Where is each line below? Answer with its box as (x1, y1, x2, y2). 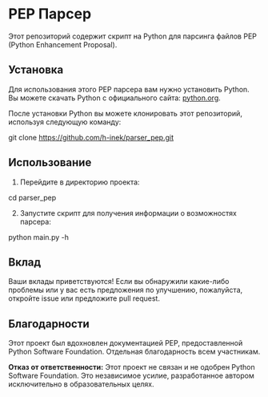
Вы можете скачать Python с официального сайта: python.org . (8, 93, 222, 103)
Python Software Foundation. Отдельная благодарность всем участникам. (8, 346, 261, 357)
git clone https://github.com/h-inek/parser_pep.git (8, 132, 174, 142)
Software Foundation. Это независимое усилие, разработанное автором (8, 371, 254, 381)
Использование (8, 156, 92, 169)
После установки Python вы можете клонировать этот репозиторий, (8, 108, 242, 118)
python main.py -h (8, 232, 70, 241)
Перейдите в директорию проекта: (19, 177, 140, 187)
